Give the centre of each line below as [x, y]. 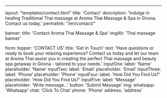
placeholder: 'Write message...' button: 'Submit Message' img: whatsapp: [80, 85]
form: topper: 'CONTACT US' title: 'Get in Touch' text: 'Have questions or [80, 48]
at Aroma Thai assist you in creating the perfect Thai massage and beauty [81, 58]
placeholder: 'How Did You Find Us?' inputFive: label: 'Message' [71, 80]
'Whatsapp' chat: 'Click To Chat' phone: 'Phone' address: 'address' [74, 90]
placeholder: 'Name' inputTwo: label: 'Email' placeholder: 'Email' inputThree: [83, 69]
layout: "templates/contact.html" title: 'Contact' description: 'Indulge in [78, 13]
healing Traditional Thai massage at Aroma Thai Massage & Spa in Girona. [81, 18]
